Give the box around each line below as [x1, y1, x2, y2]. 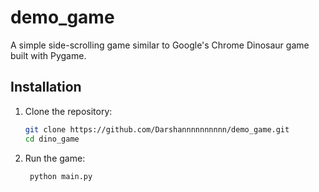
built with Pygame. [10, 49, 87, 61]
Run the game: [24, 152, 86, 164]
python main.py [29, 171, 93, 181]
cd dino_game [24, 134, 80, 144]
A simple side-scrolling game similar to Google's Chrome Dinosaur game [10, 39, 310, 51]
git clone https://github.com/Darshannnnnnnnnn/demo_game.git [24, 124, 290, 135]
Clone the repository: [24, 105, 113, 117]
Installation [10, 79, 82, 96]
